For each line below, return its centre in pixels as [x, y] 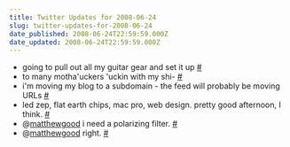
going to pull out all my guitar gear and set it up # [112, 67]
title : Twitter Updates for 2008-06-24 [83, 17]
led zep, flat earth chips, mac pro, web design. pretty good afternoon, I [151, 105]
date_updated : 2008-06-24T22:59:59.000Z [85, 42]
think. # [36, 114]
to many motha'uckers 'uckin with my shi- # [102, 77]
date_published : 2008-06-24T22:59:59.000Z [89, 34]
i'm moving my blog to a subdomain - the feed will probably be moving [151, 86]
